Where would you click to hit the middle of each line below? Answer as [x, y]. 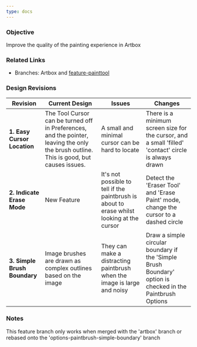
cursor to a [161, 214]
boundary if [162, 250]
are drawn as [63, 261]
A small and [117, 128]
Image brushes [65, 253]
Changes [167, 103]
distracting [116, 261]
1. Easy [20, 132]
